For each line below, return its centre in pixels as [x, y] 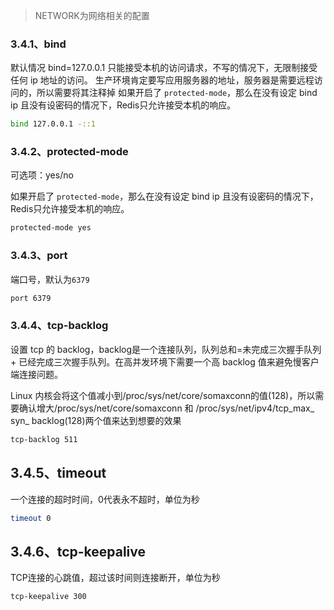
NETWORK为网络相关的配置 [92, 15]
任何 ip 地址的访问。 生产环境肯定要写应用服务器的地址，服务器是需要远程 [162, 80]
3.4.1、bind [38, 44]
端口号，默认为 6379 [50, 279]
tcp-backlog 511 [44, 439]
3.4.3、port [39, 256]
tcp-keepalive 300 [48, 597]
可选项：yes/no [42, 175]
